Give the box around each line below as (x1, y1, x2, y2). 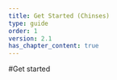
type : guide (8, 19, 48, 27)
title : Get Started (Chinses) (8, 11, 111, 20)
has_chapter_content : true (8, 42, 99, 50)
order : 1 (8, 27, 38, 35)
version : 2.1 (8, 34, 52, 43)
